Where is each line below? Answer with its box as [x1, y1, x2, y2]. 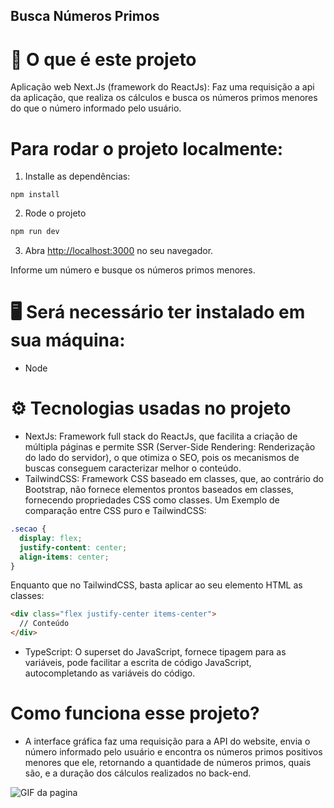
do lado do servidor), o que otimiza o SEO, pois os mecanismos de [24, 452, 300, 464]
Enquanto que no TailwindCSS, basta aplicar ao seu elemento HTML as [10, 579, 303, 591]
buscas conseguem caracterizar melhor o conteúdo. [24, 462, 242, 474]
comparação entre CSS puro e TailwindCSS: [24, 505, 207, 517]
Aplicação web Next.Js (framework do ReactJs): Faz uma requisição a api [10, 81, 315, 93]
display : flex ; [19, 533, 83, 543]
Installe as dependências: [24, 170, 131, 183]
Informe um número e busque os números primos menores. [10, 264, 256, 276]
